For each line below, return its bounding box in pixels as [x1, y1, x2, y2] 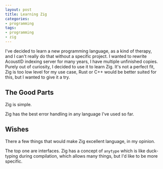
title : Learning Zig [5, 12, 48, 17]
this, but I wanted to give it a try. [5, 74, 70, 80]
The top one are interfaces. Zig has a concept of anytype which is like [5, 148, 146, 154]
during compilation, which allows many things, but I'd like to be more [19, 153, 158, 159]
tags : [5, 26, 16, 30]
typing [5, 153, 18, 159]
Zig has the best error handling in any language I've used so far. [5, 111, 134, 117]
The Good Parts [5, 88, 54, 97]
